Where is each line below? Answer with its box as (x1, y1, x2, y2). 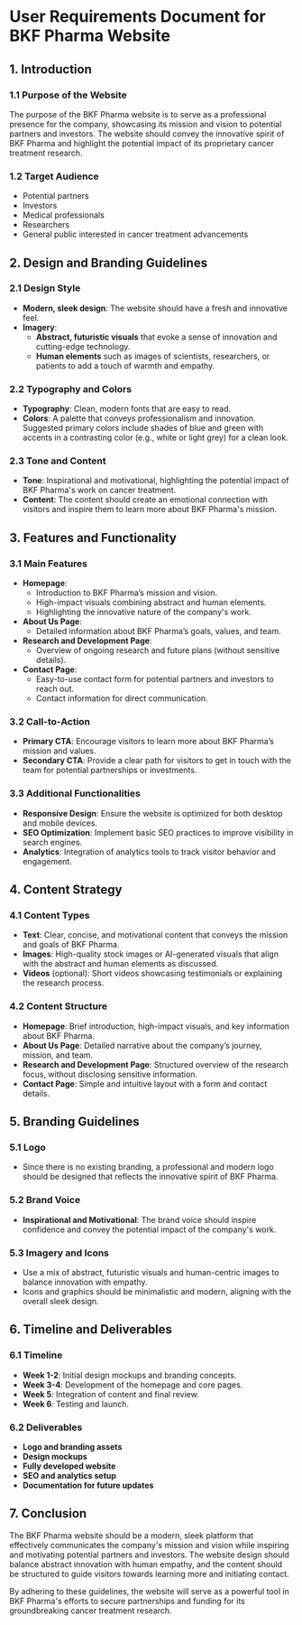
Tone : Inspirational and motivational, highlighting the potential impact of (22, 475, 290, 486)
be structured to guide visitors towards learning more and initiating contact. (9, 1568, 290, 1579)
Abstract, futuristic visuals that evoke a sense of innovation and (35, 332, 278, 342)
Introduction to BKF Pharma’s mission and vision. (35, 587, 218, 598)
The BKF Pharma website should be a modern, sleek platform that (9, 1529, 254, 1541)
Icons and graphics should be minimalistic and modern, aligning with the (22, 1286, 292, 1297)
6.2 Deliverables (9, 1421, 83, 1434)
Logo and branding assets (22, 1441, 123, 1452)
